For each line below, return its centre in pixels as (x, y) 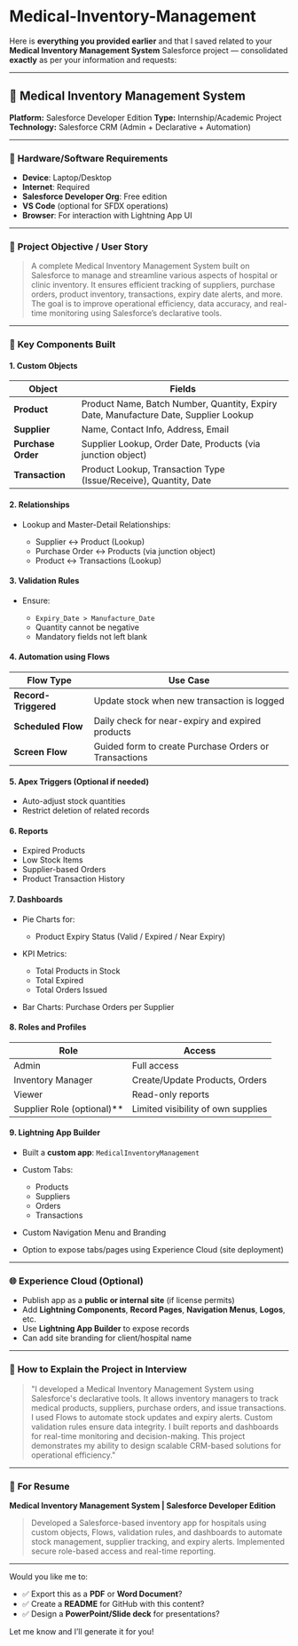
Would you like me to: (49, 1576)
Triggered (35, 706)
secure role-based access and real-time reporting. (123, 1551)
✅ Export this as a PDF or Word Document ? (102, 1594)
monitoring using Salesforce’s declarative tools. (136, 314)
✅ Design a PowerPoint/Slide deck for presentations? (121, 1613)
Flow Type (50, 680)
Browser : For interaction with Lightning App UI (107, 216)
